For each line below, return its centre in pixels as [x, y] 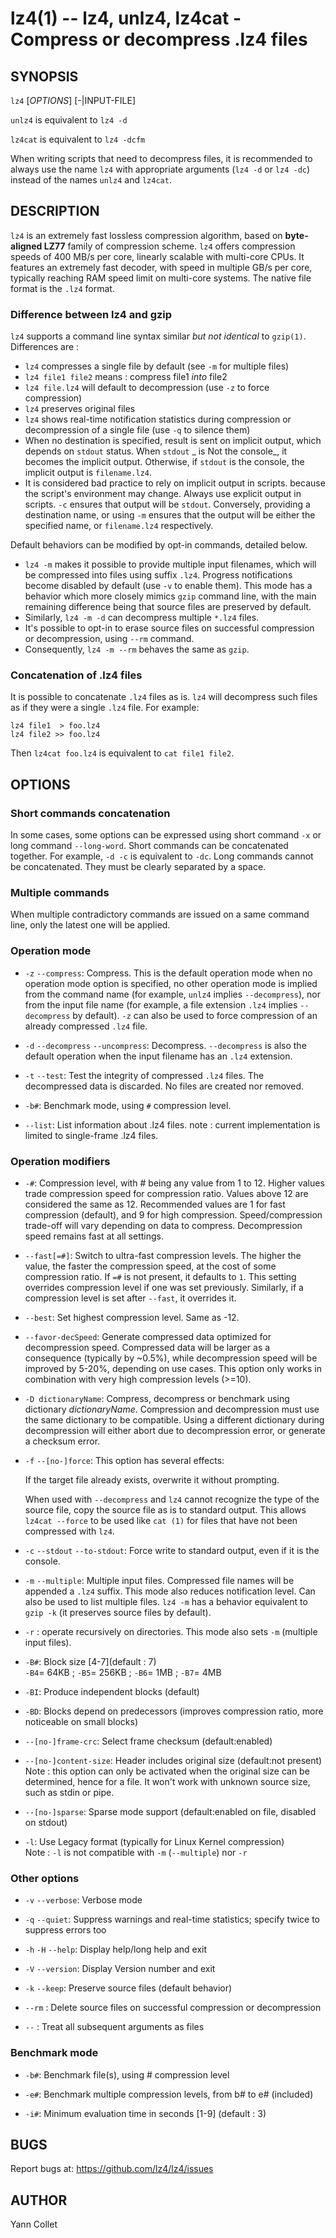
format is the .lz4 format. [62, 288]
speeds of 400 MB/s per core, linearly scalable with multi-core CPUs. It [157, 256]
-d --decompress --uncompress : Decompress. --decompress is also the [165, 1045]
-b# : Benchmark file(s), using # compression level [127, 2074]
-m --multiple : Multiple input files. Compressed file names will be [159, 1580]
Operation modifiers [60, 1161]
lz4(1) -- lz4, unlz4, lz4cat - [126, 18]
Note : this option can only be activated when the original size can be [167, 1771]
